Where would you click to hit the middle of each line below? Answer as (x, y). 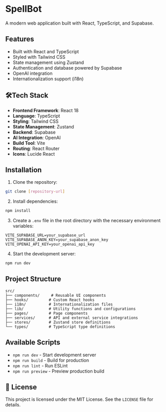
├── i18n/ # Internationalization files (59, 304)
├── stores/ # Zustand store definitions (58, 322)
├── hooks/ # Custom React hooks (50, 300)
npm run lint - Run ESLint (40, 365)
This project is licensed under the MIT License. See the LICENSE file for (79, 399)
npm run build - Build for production (51, 360)
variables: (23, 226)
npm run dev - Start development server (54, 355)
